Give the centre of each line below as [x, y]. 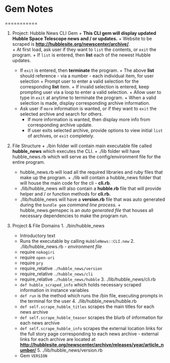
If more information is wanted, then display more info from [89, 119]
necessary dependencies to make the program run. [74, 216]
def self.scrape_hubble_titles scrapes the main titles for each [87, 307]
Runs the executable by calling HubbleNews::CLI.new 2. [77, 241]
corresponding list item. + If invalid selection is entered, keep [84, 87]
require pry [31, 263]
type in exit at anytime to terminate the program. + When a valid [88, 98]
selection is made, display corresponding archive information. [85, 103]
